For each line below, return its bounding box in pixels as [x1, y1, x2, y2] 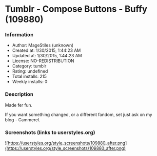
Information [5, 31, 34, 38]
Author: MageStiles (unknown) [12, 43, 74, 48]
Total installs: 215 [12, 73, 47, 79]
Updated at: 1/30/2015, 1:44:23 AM [12, 53, 82, 59]
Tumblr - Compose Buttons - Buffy [5, 3, 148, 15]
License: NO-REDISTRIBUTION [12, 58, 75, 64]
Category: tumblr [12, 63, 47, 69]
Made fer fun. [5, 102, 33, 108]
